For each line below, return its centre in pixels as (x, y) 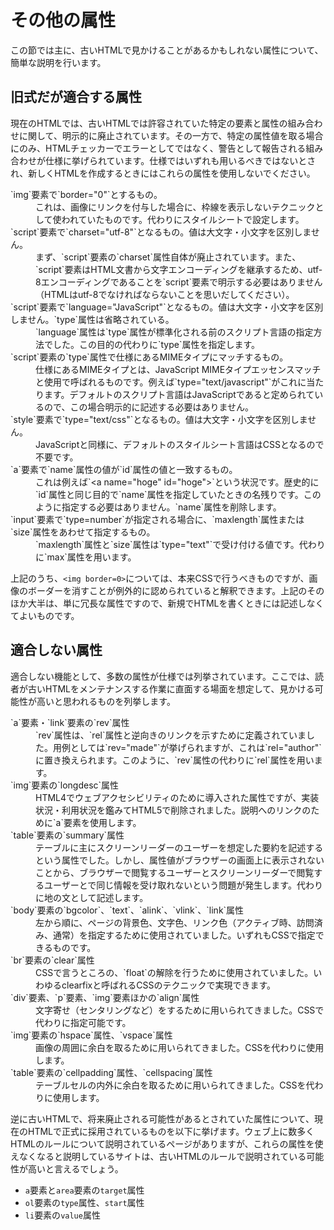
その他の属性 (63, 20)
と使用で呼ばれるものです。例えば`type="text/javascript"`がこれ (166, 382)
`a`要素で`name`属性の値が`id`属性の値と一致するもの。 (124, 469)
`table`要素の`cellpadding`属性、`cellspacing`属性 (111, 1072)
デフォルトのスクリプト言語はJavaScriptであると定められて (192, 394)
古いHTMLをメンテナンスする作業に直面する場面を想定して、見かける (171, 688)
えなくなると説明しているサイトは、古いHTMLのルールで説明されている (158, 1156)
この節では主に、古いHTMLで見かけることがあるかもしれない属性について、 (167, 50)
